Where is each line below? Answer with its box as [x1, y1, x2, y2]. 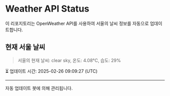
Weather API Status [5, 3, 90, 15]
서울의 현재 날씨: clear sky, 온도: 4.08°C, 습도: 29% [17, 57, 121, 63]
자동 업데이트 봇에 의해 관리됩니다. [5, 85, 73, 91]
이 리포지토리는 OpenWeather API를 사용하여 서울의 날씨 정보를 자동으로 [5, 20, 149, 26]
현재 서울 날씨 [5, 43, 46, 52]
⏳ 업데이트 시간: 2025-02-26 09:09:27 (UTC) [5, 68, 98, 74]
